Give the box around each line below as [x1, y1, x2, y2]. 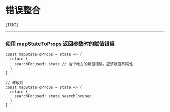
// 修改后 [5, 81, 24, 86]
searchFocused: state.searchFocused [14, 94, 92, 99]
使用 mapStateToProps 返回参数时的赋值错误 [5, 40, 115, 47]
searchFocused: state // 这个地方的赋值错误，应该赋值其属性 [14, 62, 133, 67]
